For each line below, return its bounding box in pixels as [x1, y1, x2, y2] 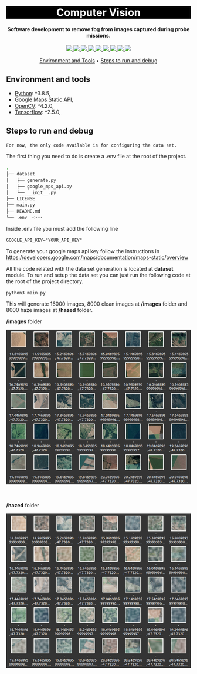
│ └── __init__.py [6, 190, 57, 195]
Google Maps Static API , [14, 96, 74, 103]
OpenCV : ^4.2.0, [14, 102, 54, 109]
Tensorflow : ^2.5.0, [14, 109, 61, 116]
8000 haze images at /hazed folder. [6, 306, 93, 313]
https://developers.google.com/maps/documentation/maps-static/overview [6, 254, 189, 261]
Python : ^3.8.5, [14, 90, 51, 97]
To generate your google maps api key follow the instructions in [6, 247, 160, 254]
